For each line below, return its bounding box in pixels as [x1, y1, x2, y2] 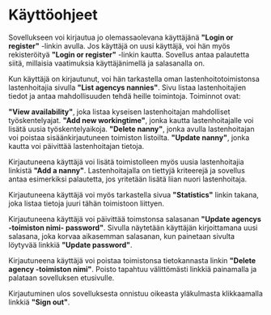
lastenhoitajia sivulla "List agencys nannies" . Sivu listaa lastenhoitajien [8, 83, 247, 92]
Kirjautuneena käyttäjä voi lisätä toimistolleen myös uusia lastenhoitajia [8, 156, 244, 167]
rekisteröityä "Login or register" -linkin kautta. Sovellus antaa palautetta [8, 49, 250, 59]
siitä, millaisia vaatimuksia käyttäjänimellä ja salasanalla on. [8, 58, 205, 68]
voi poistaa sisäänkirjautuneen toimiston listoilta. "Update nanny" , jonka [8, 132, 250, 143]
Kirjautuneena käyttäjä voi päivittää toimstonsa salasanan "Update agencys [8, 214, 261, 223]
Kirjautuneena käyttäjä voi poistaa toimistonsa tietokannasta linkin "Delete [8, 255, 256, 265]
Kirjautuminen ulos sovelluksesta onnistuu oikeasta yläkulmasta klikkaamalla [8, 288, 263, 298]
